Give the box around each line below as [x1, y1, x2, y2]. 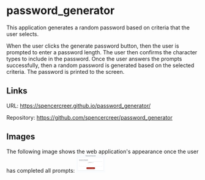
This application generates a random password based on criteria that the [6, 24, 190, 31]
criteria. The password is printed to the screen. [6, 68, 125, 75]
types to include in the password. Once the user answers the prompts [6, 55, 182, 62]
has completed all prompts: [6, 167, 75, 174]
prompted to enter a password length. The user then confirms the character [6, 48, 198, 56]
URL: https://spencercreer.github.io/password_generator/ [6, 102, 151, 109]
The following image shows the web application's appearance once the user [6, 148, 199, 155]
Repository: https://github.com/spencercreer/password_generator [6, 113, 173, 121]
